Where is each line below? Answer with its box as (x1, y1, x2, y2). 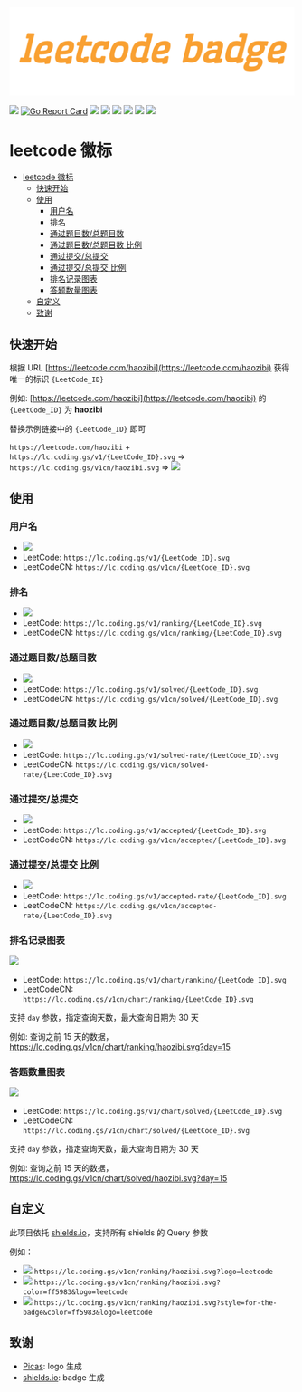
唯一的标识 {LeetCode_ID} (9, 374, 105, 385)
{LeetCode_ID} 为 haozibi (9, 404, 103, 415)
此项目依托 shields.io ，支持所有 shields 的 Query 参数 (9, 1226, 209, 1238)
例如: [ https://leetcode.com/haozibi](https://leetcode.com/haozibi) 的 (9, 393, 267, 404)
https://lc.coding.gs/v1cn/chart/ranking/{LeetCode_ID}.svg (22, 994, 254, 1003)
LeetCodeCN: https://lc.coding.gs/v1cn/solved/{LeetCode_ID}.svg (22, 693, 278, 704)
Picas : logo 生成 (22, 1360, 83, 1371)
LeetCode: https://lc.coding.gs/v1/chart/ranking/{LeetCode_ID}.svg (22, 974, 287, 984)
